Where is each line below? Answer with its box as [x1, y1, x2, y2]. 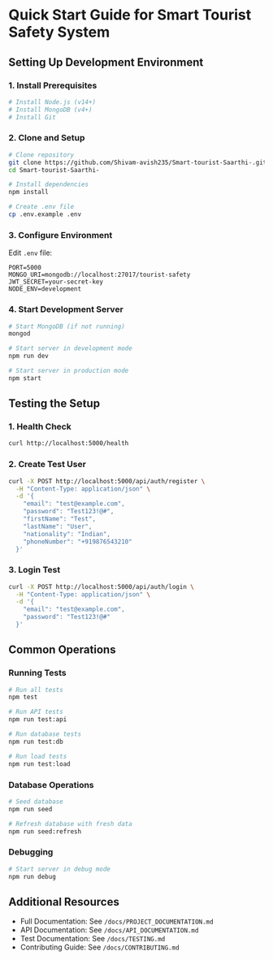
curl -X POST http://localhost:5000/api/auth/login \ [8, 582, 195, 590]
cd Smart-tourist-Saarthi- [8, 166, 100, 174]
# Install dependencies [8, 180, 89, 188]
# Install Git [8, 113, 57, 121]
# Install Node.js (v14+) [8, 97, 96, 106]
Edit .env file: [8, 248, 53, 257]
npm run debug [8, 872, 57, 880]
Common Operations [8, 643, 116, 657]
